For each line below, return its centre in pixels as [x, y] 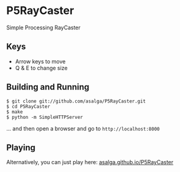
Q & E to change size [41, 68]
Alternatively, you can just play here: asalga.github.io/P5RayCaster [90, 162]
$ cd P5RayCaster [28, 106]
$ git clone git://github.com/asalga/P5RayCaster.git [76, 101]
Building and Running [48, 87]
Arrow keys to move [40, 61]
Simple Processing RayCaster [44, 27]
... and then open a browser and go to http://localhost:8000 [83, 128]
